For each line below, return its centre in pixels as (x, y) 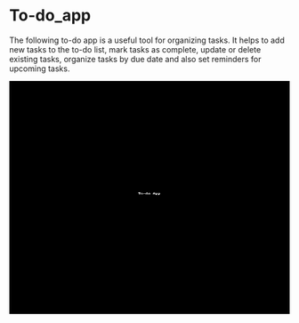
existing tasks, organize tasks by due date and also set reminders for (135, 59)
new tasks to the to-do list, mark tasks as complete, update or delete (135, 49)
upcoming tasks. (40, 69)
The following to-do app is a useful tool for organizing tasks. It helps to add (147, 40)
